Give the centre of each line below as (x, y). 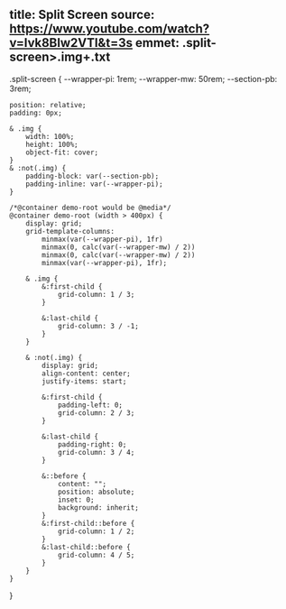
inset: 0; (76, 500)
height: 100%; (52, 144)
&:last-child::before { (86, 547)
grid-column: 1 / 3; (96, 294)
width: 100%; (50, 136)
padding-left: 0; (90, 405)
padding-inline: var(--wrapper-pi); (95, 184)
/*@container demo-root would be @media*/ (90, 208)
